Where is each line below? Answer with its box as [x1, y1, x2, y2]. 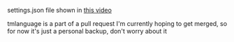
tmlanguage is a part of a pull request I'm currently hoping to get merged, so [7, 20, 228, 27]
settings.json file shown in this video [7, 6, 112, 14]
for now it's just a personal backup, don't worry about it [7, 27, 168, 35]
